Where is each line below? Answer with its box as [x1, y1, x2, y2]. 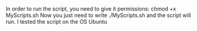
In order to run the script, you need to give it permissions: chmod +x [5, 5, 176, 12]
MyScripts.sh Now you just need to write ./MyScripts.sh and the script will [5, 12, 191, 19]
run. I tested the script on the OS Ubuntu [5, 18, 108, 25]
